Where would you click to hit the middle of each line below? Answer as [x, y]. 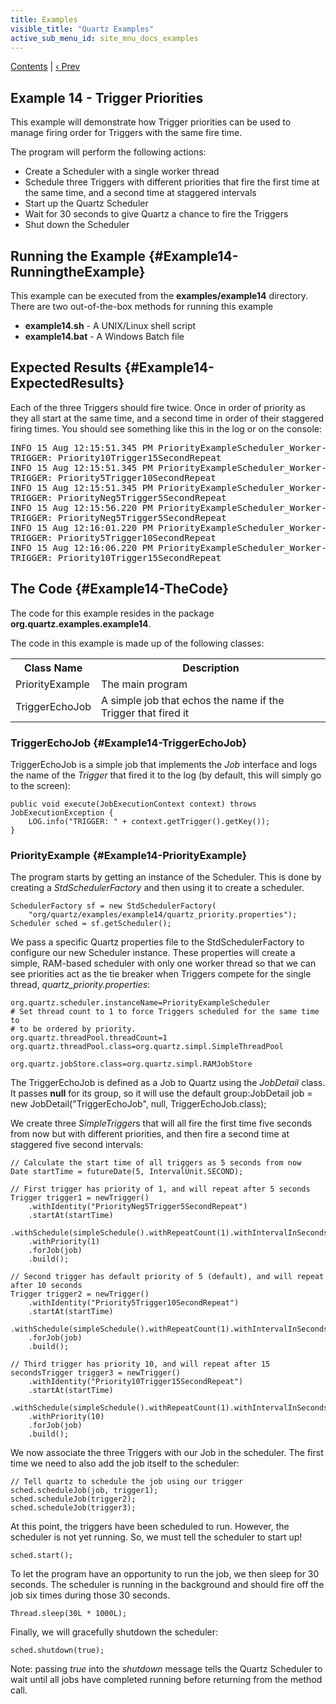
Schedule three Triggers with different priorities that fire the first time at [172, 182]
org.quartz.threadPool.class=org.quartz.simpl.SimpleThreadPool [147, 1047]
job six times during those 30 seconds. [90, 1595]
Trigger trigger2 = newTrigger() [80, 1294]
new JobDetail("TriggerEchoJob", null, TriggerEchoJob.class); [138, 1104]
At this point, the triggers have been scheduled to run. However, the [150, 1527]
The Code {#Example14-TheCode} [119, 589]
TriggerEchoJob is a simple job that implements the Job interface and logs [164, 764]
